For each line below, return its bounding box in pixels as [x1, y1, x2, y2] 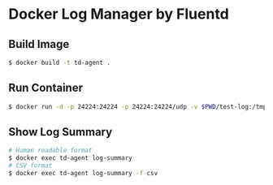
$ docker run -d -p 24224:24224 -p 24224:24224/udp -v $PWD [8, 102, 217, 110]
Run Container [8, 81, 84, 95]
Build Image [8, 37, 70, 51]
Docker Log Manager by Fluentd [8, 5, 229, 24]
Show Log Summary [8, 125, 113, 139]
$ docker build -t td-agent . [8, 58, 111, 67]
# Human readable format [8, 147, 93, 155]
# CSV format [8, 161, 53, 170]
